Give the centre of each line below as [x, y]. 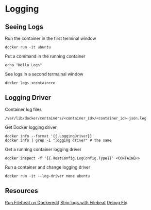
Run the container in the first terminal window [50, 38]
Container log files [24, 109]
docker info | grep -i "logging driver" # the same [58, 140]
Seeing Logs [24, 27]
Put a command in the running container [45, 56]
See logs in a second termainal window [44, 74]
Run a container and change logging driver [48, 167]
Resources [22, 191]
